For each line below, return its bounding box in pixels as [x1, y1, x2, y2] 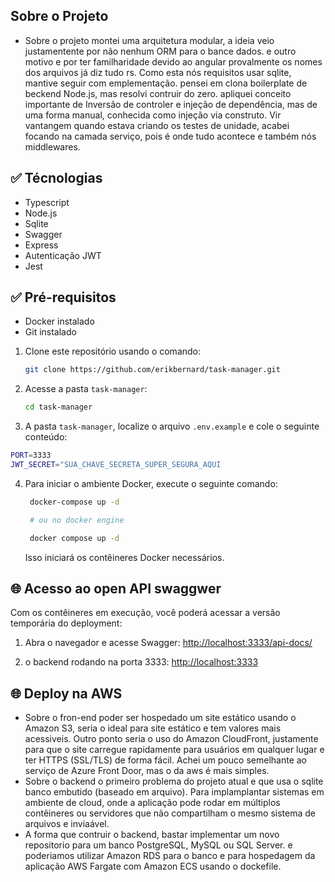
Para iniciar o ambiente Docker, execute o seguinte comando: [24, 477, 278, 489]
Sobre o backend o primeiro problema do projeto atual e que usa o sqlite [24, 775, 324, 788]
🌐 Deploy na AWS [10, 685, 123, 702]
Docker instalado [24, 315, 95, 328]
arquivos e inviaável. [24, 818, 110, 830]
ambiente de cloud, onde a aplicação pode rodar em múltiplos [24, 797, 281, 809]
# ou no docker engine [29, 515, 125, 525]
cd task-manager [24, 402, 93, 413]
